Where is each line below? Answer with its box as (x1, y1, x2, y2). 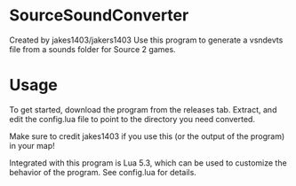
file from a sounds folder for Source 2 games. (9, 43, 176, 54)
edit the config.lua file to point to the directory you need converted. (9, 113, 256, 124)
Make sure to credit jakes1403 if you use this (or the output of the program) (9, 130, 285, 142)
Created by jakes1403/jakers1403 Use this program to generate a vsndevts (9, 35, 284, 45)
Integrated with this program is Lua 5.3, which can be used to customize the (9, 157, 287, 168)
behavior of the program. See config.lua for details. (9, 167, 197, 177)
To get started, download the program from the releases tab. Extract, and (9, 104, 277, 115)
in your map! (9, 140, 55, 151)
